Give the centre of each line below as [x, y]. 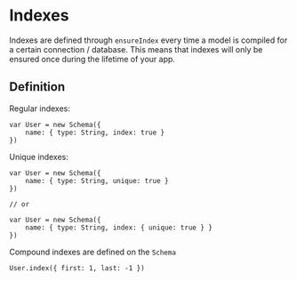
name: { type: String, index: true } [95, 132]
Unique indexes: [39, 157]
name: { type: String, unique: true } [97, 181]
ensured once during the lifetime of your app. [92, 59]
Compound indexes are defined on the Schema [92, 252]
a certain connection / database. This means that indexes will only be [136, 49]
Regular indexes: [40, 108]
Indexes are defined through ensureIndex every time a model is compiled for [148, 40]
